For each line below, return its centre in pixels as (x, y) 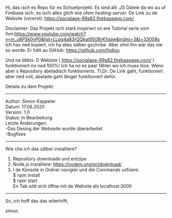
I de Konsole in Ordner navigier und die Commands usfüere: (76, 170)
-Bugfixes (16, 134)
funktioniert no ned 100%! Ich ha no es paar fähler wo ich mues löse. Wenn (84, 66)
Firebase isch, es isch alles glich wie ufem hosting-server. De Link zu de (81, 13)
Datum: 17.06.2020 (25, 107)
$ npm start (25, 180)
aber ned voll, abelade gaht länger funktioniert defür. (61, 76)
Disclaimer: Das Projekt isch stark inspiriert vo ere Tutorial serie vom (77, 28)
